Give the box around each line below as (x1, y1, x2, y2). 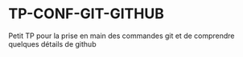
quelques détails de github (8, 39, 97, 48)
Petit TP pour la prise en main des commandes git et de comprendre (8, 31, 235, 40)
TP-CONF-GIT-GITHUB (8, 5, 165, 23)
